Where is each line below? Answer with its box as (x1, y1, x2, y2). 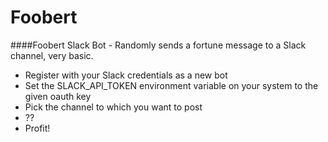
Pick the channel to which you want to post (24, 101, 203, 113)
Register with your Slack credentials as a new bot (24, 69, 228, 81)
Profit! (24, 122, 51, 134)
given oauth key (24, 90, 92, 102)
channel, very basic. (10, 49, 94, 61)
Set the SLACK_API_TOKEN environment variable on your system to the (24, 79, 319, 91)
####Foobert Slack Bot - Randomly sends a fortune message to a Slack (10, 39, 307, 51)
